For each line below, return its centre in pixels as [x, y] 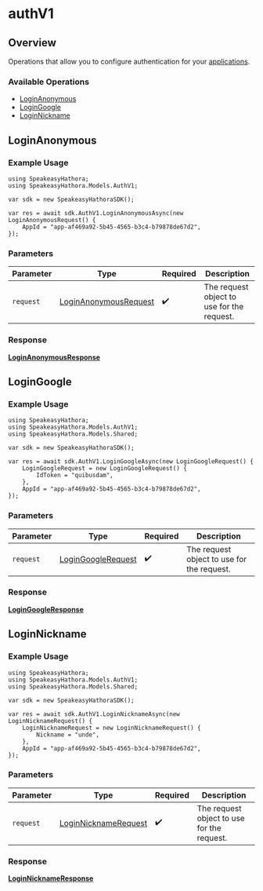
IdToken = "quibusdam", [75, 476]
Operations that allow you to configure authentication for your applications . [129, 61]
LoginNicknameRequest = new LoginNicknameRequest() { [112, 728]
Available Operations [49, 82]
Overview [32, 43]
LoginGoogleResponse [46, 609]
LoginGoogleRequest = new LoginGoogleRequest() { [105, 469]
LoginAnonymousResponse [54, 357]
